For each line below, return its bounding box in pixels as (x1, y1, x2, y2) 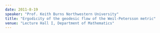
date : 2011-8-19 (5, 7, 38, 12)
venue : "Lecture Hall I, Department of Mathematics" (5, 20, 115, 26)
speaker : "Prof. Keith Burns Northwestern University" (5, 12, 119, 16)
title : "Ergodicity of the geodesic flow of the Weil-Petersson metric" (5, 16, 156, 21)
